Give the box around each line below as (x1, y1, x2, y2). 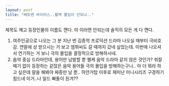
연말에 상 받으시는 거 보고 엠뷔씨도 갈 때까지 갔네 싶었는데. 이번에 (19, 44, 148, 50)
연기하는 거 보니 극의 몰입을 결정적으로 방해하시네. (18, 50, 117, 56)
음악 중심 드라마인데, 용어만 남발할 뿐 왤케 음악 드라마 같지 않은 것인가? (12, 56, 153, 62)
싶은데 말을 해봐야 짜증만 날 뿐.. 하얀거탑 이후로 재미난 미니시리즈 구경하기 (18, 69, 164, 75)
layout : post (5, 7, 33, 13)
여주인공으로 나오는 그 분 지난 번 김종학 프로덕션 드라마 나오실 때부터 (12, 37, 148, 44)
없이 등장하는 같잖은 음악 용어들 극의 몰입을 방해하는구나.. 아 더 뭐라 (22, 63, 156, 69)
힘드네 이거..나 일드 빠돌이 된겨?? (12, 75, 79, 81)
